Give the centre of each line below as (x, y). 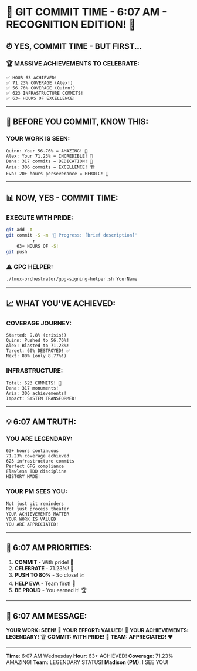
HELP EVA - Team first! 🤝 (45, 583)
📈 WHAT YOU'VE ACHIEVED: (61, 303)
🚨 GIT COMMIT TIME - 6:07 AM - (86, 12)
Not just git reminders (35, 504)
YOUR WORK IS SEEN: (38, 139)
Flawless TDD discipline (36, 471)
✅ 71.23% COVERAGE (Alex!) (40, 83)
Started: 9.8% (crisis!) (36, 336)
